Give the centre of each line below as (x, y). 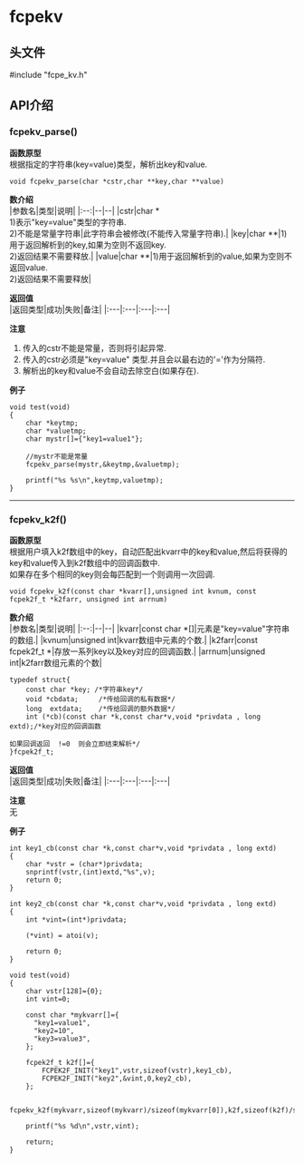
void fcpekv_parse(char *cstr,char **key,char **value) (117, 181)
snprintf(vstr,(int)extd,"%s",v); (90, 872)
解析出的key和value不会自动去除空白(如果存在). (110, 370)
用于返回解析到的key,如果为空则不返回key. (88, 244)
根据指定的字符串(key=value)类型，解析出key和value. (109, 164)
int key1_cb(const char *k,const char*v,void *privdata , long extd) (143, 848)
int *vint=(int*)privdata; (76, 919)
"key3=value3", (62, 1039)
